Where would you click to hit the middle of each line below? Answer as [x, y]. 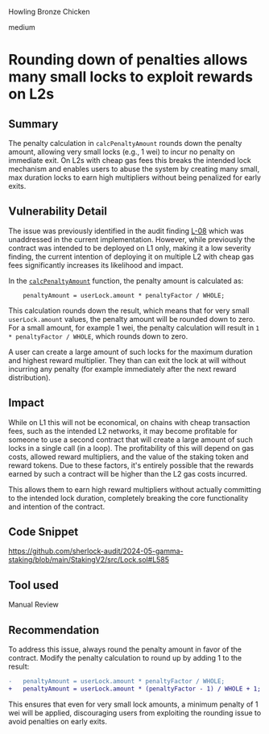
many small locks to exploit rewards [131, 77]
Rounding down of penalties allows [128, 60]
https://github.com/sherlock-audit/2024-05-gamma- [96, 551]
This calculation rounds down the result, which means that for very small [129, 311]
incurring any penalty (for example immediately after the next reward [122, 369]
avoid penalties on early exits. [58, 721]
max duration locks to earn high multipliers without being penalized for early [135, 177]
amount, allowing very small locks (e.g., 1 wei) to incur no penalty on [122, 152]
